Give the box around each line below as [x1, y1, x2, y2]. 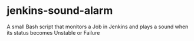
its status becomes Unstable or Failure [6, 29, 100, 36]
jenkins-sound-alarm [6, 4, 113, 17]
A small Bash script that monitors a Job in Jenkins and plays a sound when [6, 23, 189, 30]
